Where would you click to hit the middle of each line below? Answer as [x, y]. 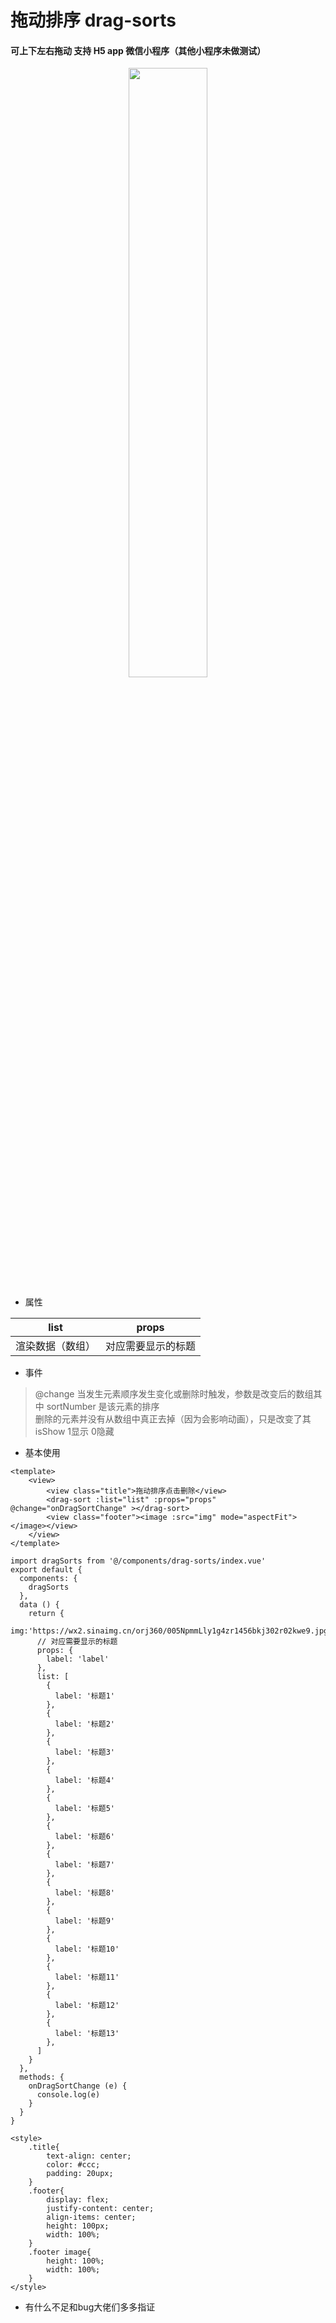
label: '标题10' [87, 1949]
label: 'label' [78, 1659]
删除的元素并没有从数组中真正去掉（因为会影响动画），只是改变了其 [173, 1419]
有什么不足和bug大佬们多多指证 [90, 2307]
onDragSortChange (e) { [78, 2086]
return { [46, 1614]
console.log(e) [68, 2095]
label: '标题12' [87, 2006]
